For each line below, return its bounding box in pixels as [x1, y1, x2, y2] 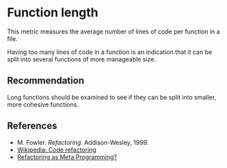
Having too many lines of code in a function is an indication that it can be [7, 48, 213, 56]
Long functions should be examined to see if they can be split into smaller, [7, 93, 217, 101]
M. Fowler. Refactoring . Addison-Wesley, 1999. [16, 138, 149, 146]
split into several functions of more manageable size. [7, 55, 156, 63]
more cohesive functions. [7, 100, 79, 109]
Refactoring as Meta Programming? [16, 152, 118, 161]
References [7, 120, 57, 132]
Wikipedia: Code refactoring [16, 145, 97, 154]
